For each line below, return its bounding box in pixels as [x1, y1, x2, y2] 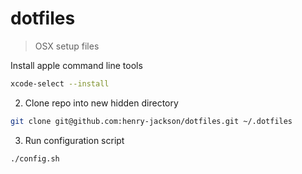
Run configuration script [24, 134, 125, 146]
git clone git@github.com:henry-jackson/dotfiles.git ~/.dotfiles [10, 116, 293, 126]
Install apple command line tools [10, 59, 143, 71]
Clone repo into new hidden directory [24, 97, 179, 109]
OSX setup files [34, 40, 100, 52]
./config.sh [10, 153, 60, 164]
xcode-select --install [10, 78, 110, 89]
